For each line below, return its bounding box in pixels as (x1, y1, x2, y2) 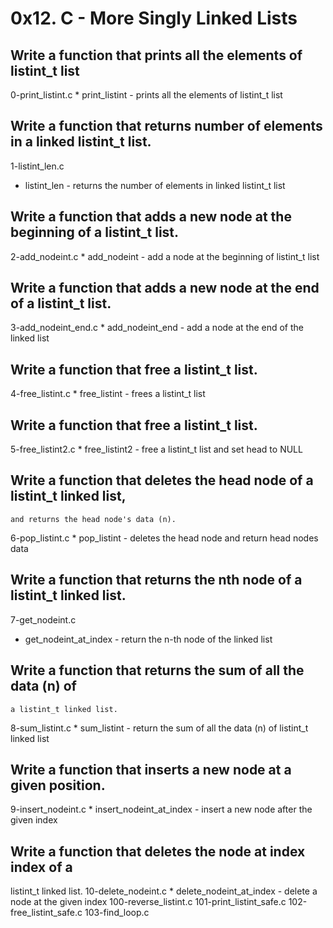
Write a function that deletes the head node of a (10, 472, 314, 489)
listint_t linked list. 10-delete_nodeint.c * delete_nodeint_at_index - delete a (10, 885, 318, 897)
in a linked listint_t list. (10, 133, 152, 151)
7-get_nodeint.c (10, 613, 77, 626)
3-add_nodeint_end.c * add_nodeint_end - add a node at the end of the (10, 322, 305, 334)
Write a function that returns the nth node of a (10, 572, 303, 589)
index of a (10, 858, 73, 876)
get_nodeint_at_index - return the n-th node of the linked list (24, 633, 273, 645)
